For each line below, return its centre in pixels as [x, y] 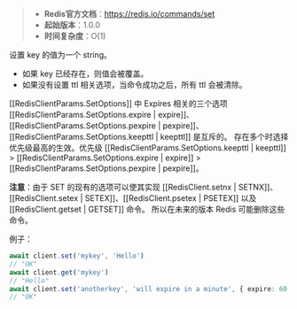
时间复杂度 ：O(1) [75, 36]
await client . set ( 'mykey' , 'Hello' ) [77, 256]
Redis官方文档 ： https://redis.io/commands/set [129, 14]
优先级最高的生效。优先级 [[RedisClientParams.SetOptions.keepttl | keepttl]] [148, 148]
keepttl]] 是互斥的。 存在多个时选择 [224, 137]
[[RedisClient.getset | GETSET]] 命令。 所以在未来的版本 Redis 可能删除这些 [147, 209]
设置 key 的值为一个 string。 [61, 55]
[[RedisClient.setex [44, 198]
